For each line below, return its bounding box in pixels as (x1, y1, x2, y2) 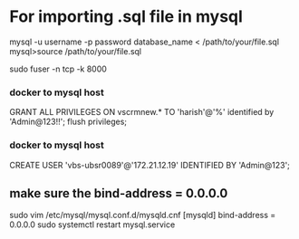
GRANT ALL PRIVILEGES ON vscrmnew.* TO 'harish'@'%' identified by (9, 107, 275, 118)
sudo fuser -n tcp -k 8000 (9, 63, 107, 74)
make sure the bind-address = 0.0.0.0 (9, 186, 228, 201)
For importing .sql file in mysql (9, 6, 243, 27)
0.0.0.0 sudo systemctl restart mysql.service (9, 219, 176, 230)
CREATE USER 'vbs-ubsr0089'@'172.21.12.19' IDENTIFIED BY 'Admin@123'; (9, 159, 290, 170)
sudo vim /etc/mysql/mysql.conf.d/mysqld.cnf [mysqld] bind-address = (9, 210, 276, 221)
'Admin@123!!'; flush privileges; (9, 116, 128, 128)
